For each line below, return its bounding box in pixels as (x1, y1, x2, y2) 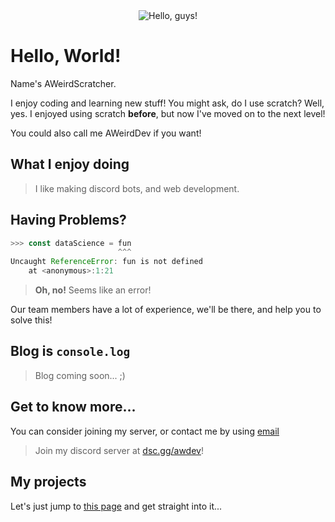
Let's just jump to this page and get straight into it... (10, 500, 223, 512)
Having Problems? (10, 212, 127, 229)
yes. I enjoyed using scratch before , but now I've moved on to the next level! (10, 107, 326, 119)
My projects (10, 474, 87, 491)
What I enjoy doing (10, 156, 130, 173)
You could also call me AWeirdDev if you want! (10, 127, 202, 139)
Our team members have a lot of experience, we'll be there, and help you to (10, 304, 322, 316)
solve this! (10, 314, 53, 326)
